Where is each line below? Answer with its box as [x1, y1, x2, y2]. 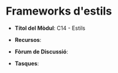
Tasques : [14, 60, 39, 67]
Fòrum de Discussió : [14, 47, 68, 55]
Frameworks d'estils [6, 4, 112, 18]
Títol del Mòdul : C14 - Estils [14, 24, 85, 32]
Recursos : [14, 36, 42, 43]
